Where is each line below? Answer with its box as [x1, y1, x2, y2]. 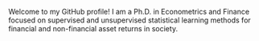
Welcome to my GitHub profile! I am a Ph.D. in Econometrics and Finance [8, 7, 250, 16]
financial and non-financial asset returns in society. [8, 24, 179, 33]
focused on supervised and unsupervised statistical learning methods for [8, 15, 251, 25]
